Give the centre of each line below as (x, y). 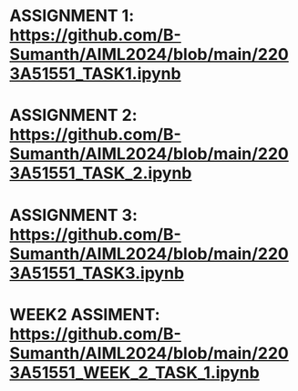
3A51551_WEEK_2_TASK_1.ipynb (134, 372)
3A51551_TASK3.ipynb (97, 273)
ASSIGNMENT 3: (74, 215)
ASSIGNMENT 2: (74, 115)
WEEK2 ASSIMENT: (85, 314)
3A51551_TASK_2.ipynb (101, 173)
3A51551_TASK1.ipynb (95, 74)
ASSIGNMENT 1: (72, 16)
